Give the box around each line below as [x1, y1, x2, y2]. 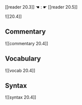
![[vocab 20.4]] [5, 68, 35, 73]
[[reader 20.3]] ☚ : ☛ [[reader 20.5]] [5, 4, 78, 10]
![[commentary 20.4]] [5, 40, 49, 46]
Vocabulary [5, 54, 41, 63]
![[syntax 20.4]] [5, 94, 36, 100]
